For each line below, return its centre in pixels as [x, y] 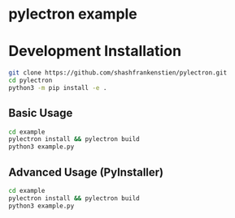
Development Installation [95, 51]
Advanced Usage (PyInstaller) [86, 172]
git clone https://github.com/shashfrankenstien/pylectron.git [118, 73]
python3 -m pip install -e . [58, 88]
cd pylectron [30, 80]
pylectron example [73, 14]
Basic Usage [41, 113]
